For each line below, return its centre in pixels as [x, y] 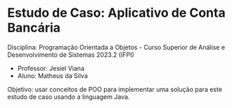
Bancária [34, 28]
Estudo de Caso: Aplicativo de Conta [117, 13]
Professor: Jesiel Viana [51, 68]
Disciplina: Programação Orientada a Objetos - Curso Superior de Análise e [116, 47]
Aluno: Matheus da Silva [52, 76]
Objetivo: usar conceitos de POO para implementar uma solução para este [115, 89]
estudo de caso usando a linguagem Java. [69, 97]
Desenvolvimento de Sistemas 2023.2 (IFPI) [71, 55]
